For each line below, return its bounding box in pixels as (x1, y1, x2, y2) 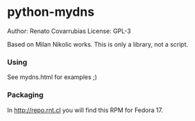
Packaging (7, 90, 43, 100)
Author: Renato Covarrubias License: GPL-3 (7, 27, 131, 35)
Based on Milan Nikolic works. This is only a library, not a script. (7, 40, 188, 48)
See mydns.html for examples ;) (7, 73, 98, 81)
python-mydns (7, 4, 95, 20)
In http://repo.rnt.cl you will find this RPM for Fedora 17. (7, 106, 163, 114)
